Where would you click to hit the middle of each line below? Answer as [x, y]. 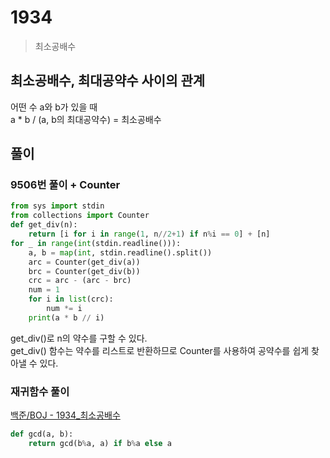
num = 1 [44, 290]
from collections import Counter [80, 216]
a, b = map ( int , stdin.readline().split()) [120, 252]
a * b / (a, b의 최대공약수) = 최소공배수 [86, 119]
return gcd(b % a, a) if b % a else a [100, 443]
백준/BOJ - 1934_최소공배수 [65, 415]
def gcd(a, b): [42, 434]
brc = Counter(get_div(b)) [84, 271]
